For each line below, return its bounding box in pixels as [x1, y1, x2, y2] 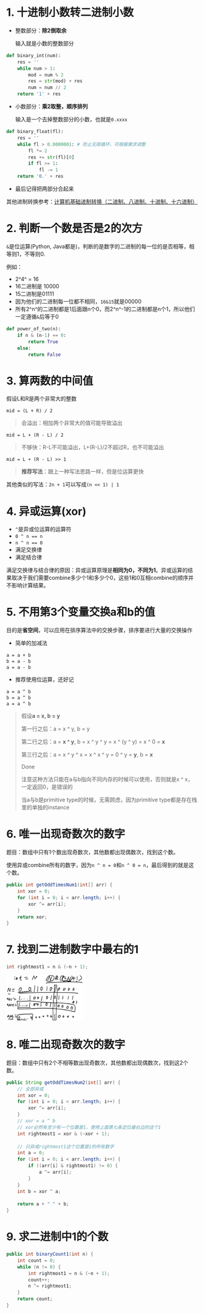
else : [17, 345, 32, 351]
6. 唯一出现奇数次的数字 [6, 827, 126, 841]
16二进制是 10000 [15, 283, 59, 290]
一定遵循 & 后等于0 [15, 313, 59, 320]
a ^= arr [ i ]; [38, 1169, 72, 1176]
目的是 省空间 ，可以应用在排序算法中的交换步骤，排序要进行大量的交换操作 [6, 627, 192, 634]
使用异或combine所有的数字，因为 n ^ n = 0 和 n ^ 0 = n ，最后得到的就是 [6, 862, 189, 869]
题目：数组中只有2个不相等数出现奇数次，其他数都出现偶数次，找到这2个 [6, 1059, 189, 1066]
